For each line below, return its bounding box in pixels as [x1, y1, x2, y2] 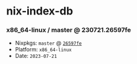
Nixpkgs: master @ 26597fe [14, 39, 82, 46]
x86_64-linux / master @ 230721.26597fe [6, 26, 132, 34]
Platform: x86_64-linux [14, 46, 72, 53]
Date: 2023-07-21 [14, 53, 57, 60]
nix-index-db [6, 4, 74, 18]
